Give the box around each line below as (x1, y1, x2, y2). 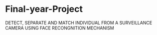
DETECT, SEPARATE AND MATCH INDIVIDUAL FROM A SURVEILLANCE (5, 20, 153, 26)
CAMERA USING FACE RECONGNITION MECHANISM (5, 25, 115, 31)
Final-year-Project (5, 3, 83, 15)
